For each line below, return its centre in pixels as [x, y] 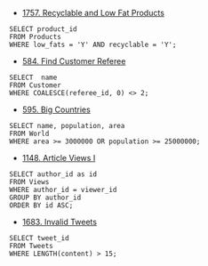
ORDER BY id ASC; [41, 206]
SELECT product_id [43, 29]
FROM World [29, 133]
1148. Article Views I [59, 158]
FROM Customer [36, 85]
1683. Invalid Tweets [60, 222]
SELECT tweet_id [39, 238]
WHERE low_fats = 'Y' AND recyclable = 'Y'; [93, 44]
